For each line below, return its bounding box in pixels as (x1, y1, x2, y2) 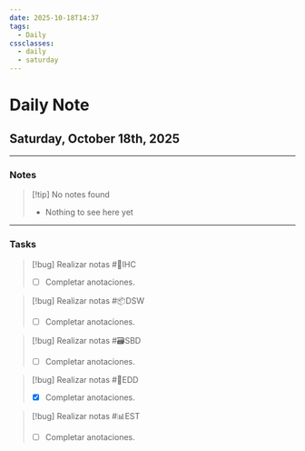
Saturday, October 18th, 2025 (9, 131, 180, 146)
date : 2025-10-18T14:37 (9, 13, 100, 23)
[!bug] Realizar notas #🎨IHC (31, 258, 136, 269)
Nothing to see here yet (44, 206, 133, 218)
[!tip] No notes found (31, 189, 111, 200)
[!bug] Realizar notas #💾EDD (31, 374, 139, 385)
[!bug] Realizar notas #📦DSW (31, 295, 145, 306)
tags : (9, 22, 30, 31)
